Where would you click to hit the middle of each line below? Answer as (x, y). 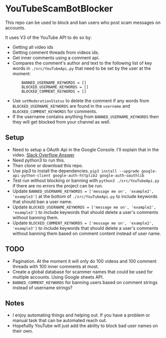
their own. (23, 331)
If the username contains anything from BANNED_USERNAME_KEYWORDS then (85, 116)
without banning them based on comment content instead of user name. (86, 233)
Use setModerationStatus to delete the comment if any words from (81, 101)
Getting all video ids (33, 47)
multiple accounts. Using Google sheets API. (58, 277)
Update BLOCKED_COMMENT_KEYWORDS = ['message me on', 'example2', (83, 223)
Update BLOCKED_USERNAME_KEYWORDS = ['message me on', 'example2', (84, 207)
